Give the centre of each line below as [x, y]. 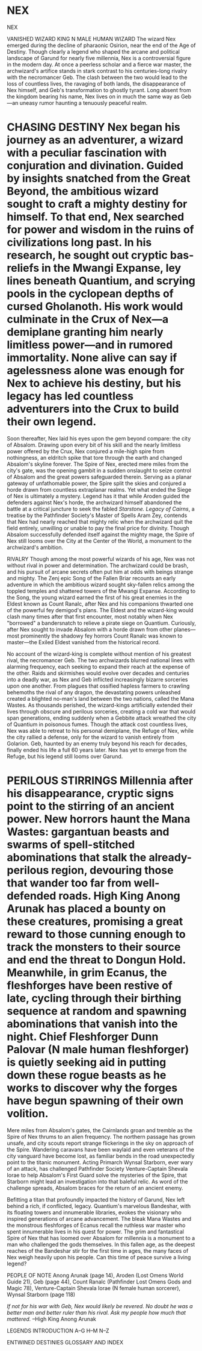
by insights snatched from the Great [99, 179]
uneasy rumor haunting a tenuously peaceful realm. [84, 102]
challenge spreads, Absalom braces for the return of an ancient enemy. [95, 1188]
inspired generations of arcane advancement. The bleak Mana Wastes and [99, 1218]
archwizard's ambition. [35, 547]
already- [170, 858]
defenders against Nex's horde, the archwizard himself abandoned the [94, 502]
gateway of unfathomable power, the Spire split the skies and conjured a [96, 483]
